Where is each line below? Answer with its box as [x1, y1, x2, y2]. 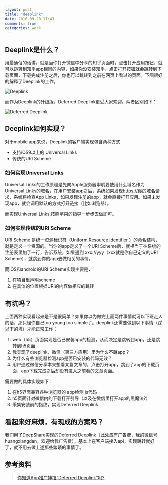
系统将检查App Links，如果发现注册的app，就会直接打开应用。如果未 [13, 194, 156, 200]
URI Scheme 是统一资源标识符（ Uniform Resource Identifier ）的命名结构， [5, 237, 160, 243]
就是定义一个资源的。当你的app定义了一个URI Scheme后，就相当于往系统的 [5, 243, 161, 249]
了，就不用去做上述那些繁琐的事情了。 [5, 444, 84, 450]
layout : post [5, 7, 32, 12]
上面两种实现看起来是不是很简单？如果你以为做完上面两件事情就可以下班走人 [5, 313, 163, 320]
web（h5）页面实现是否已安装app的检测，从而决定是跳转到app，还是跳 [12, 337, 161, 343]
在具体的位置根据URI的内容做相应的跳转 [12, 283, 94, 289]
